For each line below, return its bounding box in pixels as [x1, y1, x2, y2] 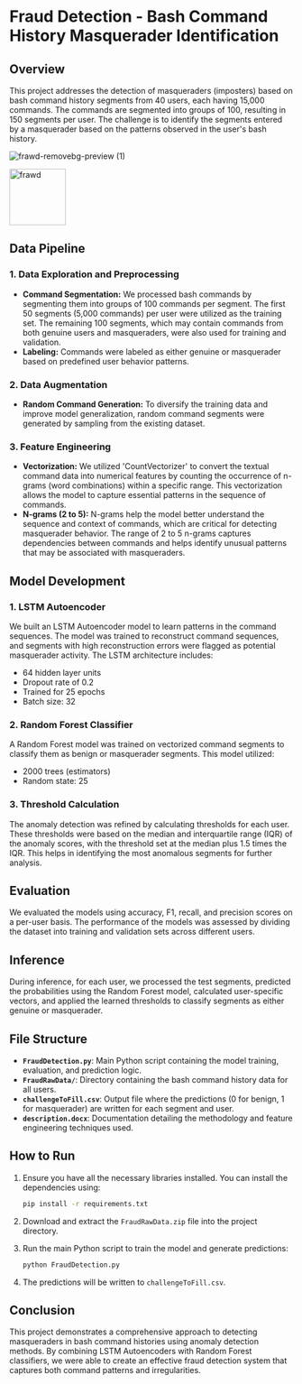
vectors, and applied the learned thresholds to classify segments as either [9, 995, 285, 1007]
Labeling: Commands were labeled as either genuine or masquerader [22, 346, 281, 357]
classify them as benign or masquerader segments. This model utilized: [9, 749, 275, 760]
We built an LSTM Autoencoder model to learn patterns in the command [9, 621, 277, 632]
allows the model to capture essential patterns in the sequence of [22, 490, 266, 501]
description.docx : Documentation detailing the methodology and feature [22, 1112, 293, 1123]
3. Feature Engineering [9, 440, 111, 453]
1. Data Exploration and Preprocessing [9, 268, 180, 281]
